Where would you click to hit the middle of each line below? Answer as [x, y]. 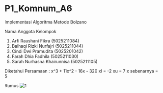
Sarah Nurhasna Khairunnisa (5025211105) [54, 61]
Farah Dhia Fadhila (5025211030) [45, 56]
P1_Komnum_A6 [38, 9]
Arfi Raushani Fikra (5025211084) [45, 41]
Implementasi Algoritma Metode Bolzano [46, 22]
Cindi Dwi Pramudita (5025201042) [47, 51]
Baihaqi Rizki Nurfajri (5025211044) [47, 46]
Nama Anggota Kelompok [31, 31]
